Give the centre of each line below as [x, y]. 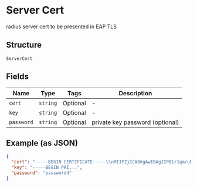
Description [135, 93]
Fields [18, 77]
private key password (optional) [135, 122]
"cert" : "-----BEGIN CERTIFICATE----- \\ [61, 162]
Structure [24, 45]
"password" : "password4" [42, 173]
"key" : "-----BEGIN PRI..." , [47, 168]
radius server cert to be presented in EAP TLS [62, 26]
